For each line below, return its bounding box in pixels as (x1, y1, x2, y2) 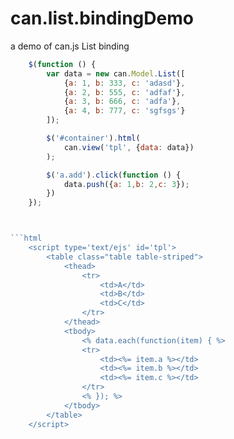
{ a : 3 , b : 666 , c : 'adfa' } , (63, 97, 182, 107)
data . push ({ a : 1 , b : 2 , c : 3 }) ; (63, 179, 190, 189)
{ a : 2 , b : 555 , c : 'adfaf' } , (63, 87, 186, 97)
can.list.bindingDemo (10, 7, 194, 30)
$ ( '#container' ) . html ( (46, 133, 141, 144)
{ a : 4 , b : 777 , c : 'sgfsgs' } (63, 106, 186, 116)
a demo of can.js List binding (10, 40, 130, 52)
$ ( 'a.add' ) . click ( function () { (46, 170, 182, 180)
